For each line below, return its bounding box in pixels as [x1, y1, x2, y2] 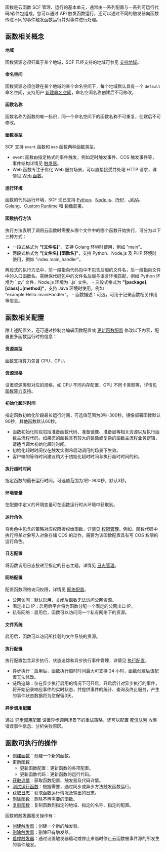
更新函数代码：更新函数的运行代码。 [19, 772, 94, 777]
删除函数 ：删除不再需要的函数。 [12, 796, 78, 802]
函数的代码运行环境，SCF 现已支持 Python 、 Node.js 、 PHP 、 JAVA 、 [5, 197, 144, 203]
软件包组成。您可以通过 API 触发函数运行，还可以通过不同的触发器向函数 [11, 10, 159, 16]
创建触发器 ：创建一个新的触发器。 [12, 823, 82, 829]
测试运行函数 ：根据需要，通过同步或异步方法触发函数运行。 [12, 784, 134, 790]
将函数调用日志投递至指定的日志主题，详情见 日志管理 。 [5, 562, 119, 568]
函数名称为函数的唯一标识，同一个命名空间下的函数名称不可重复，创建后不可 [5, 114, 161, 119]
